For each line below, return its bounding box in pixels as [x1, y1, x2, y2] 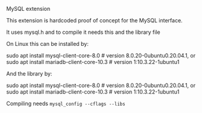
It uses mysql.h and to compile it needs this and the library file [6, 28, 161, 36]
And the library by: [6, 70, 52, 77]
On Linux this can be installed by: [6, 40, 89, 47]
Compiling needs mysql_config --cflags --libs [6, 100, 125, 107]
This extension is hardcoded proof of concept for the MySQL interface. [6, 17, 183, 24]
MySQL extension [6, 5, 51, 12]
